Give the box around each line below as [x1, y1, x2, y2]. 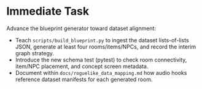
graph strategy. [15, 49, 54, 56]
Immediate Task [6, 4, 90, 18]
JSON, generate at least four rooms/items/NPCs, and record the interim [15, 43, 196, 50]
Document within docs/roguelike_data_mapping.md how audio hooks [15, 69, 187, 76]
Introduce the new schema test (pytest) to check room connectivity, [15, 56, 187, 63]
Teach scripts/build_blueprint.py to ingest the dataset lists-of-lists [15, 36, 189, 44]
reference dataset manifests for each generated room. [15, 75, 153, 83]
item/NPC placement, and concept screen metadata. [15, 63, 149, 70]
